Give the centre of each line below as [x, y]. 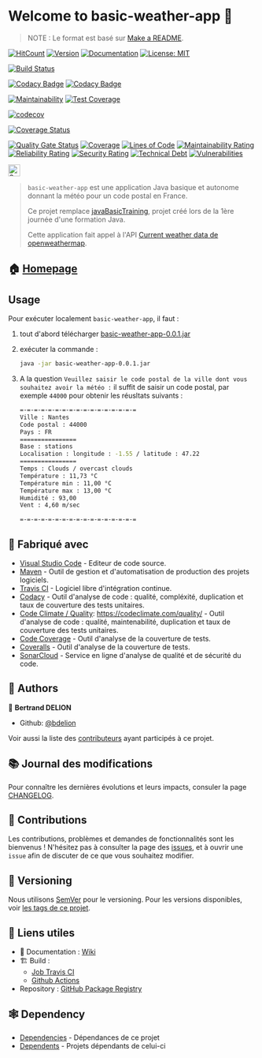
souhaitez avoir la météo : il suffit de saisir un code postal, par [124, 387]
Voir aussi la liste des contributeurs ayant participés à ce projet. [111, 738]
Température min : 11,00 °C [65, 483]
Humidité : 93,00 [48, 498]
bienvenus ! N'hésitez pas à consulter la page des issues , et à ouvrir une [126, 847]
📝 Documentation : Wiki [57, 952]
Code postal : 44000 [53, 424]
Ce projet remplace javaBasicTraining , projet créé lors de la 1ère [131, 211]
